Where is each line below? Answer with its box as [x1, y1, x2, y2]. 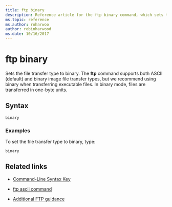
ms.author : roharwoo [5, 22, 50, 27]
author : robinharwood [5, 27, 52, 32]
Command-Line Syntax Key [12, 176, 71, 182]
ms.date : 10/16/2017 [5, 31, 50, 36]
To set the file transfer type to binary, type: [5, 139, 96, 145]
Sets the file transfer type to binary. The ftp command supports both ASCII [5, 70, 163, 76]
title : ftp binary [5, 7, 45, 13]
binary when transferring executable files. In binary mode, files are [5, 81, 146, 87]
